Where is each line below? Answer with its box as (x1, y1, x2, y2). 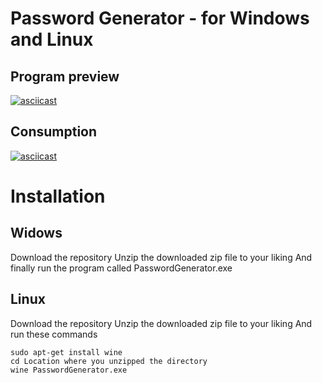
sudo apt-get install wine (10, 347, 123, 357)
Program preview (10, 68, 120, 85)
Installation (10, 185, 106, 207)
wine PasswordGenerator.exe (10, 365, 128, 375)
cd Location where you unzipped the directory (10, 356, 208, 366)
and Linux (10, 28, 94, 51)
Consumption (10, 123, 98, 141)
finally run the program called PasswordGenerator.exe (10, 262, 233, 274)
